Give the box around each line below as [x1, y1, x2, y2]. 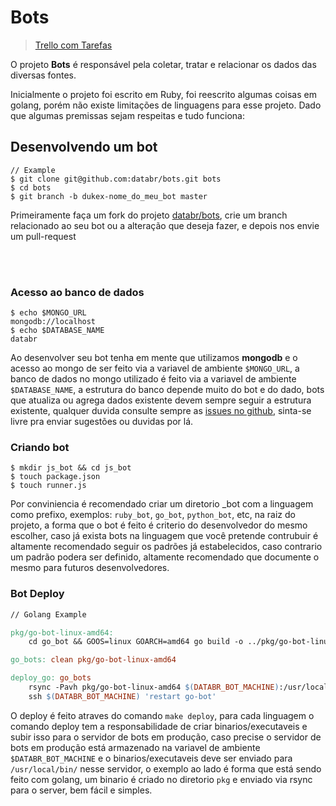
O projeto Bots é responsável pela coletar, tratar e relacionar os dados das [10, 58, 317, 70]
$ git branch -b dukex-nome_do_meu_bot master [10, 191, 208, 201]
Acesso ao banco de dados [10, 285, 145, 299]
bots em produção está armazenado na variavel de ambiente [10, 741, 261, 753]
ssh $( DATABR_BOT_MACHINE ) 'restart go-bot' [28, 691, 217, 701]
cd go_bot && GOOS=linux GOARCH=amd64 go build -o [28, 637, 244, 647]
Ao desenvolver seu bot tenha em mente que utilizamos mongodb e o [10, 352, 298, 364]
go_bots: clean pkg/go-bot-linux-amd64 [10, 655, 177, 665]
